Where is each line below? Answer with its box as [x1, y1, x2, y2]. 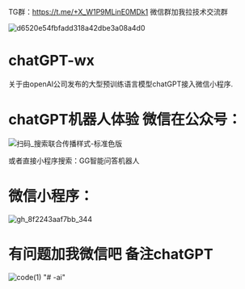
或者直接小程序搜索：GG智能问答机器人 [8, 156, 140, 165]
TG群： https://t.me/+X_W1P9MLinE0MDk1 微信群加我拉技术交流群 [8, 7, 229, 16]
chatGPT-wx [8, 52, 95, 70]
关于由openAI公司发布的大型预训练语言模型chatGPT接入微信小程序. [8, 79, 233, 89]
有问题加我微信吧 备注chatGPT [8, 245, 213, 263]
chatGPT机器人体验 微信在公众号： [8, 111, 242, 129]
